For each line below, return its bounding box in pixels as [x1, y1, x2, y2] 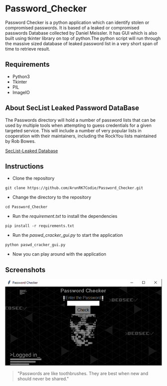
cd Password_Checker [5, 204, 48, 209]
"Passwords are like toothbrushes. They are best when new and [17, 371, 149, 377]
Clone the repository [12, 175, 55, 182]
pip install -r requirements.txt [5, 223, 75, 229]
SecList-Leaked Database [5, 148, 58, 154]
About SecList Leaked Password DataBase [5, 104, 139, 112]
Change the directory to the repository [12, 194, 91, 200]
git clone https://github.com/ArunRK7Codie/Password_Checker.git [5, 186, 143, 191]
